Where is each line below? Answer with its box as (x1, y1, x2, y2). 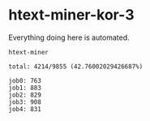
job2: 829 (8, 91, 42, 99)
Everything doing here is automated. (8, 32, 130, 42)
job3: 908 (8, 97, 42, 106)
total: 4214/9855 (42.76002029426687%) (8, 63, 144, 71)
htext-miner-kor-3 (8, 6, 135, 24)
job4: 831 (8, 105, 42, 113)
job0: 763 (8, 76, 42, 84)
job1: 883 (8, 84, 42, 92)
